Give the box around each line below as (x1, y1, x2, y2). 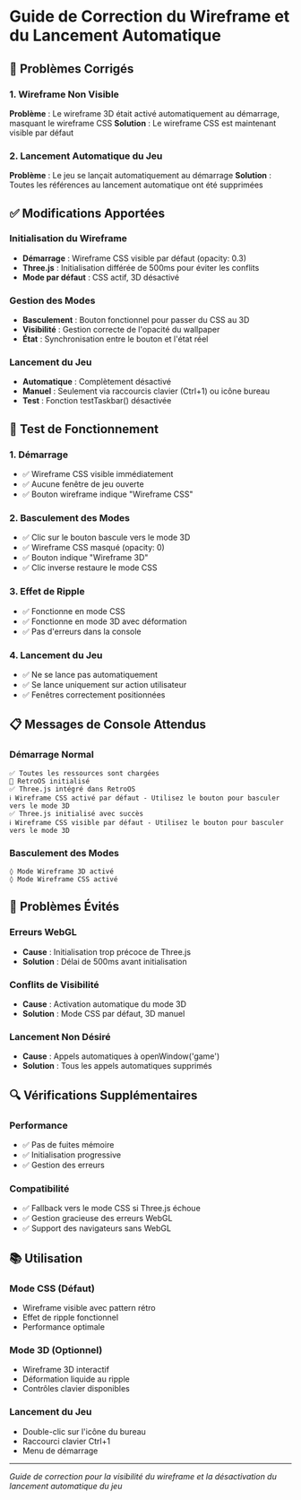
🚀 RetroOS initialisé (9, 776, 90, 785)
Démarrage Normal (9, 749, 94, 761)
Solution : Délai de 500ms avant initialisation (21, 956, 187, 967)
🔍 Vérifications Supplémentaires (9, 1088, 198, 1103)
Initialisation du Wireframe (9, 232, 128, 245)
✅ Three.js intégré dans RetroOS (9, 785, 136, 793)
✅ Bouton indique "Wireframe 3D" (21, 552, 149, 563)
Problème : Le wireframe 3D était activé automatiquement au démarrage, (9, 108, 280, 118)
